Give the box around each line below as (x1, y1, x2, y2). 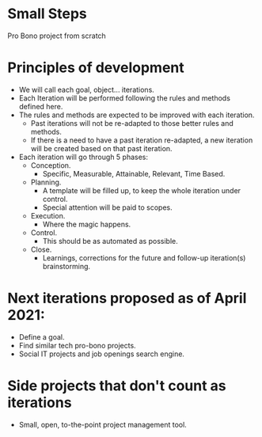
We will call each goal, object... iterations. (18, 85, 155, 94)
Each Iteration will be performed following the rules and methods (18, 93, 231, 103)
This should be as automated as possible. (42, 236, 179, 245)
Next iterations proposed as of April (7, 290, 247, 307)
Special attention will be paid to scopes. (42, 203, 173, 212)
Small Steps (7, 5, 88, 23)
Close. (30, 245, 52, 254)
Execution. (30, 211, 66, 220)
